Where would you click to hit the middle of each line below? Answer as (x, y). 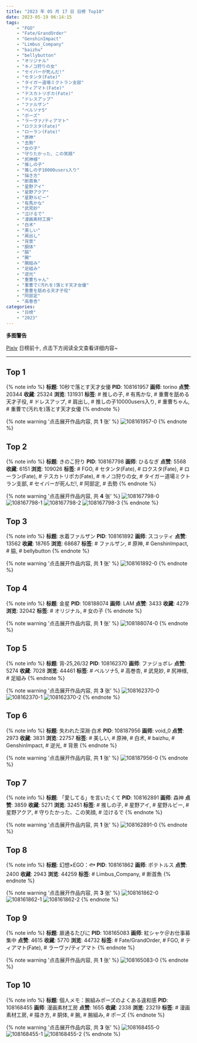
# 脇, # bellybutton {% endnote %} (48, 551)
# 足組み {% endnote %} (36, 678)
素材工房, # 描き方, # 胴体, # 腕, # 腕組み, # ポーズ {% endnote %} (86, 1015)
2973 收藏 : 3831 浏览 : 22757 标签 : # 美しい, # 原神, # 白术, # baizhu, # (90, 738)
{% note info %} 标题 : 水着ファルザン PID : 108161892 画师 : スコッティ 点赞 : (96, 537)
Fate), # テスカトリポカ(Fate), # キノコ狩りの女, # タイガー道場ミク (104, 476)
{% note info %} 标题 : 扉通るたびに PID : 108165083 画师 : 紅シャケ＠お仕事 (96, 932)
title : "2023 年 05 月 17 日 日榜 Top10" (55, 11)
